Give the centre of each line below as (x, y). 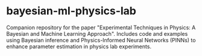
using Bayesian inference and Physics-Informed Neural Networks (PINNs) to (101, 40)
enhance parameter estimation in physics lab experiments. (79, 46)
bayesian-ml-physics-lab (71, 11)
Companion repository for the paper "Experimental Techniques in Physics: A (101, 27)
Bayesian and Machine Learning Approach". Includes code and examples (97, 33)
